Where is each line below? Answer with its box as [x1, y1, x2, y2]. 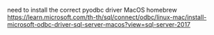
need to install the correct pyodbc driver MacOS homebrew [7, 6, 177, 14]
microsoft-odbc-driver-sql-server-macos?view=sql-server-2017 [7, 21, 191, 28]
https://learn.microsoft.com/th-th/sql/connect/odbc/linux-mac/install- [7, 13, 207, 21]
